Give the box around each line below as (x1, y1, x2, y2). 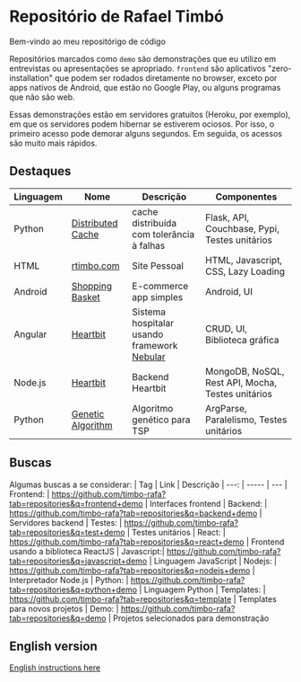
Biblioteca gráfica (205, 333, 279, 346)
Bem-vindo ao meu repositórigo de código (9, 36, 166, 47)
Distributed (71, 217, 118, 229)
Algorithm (71, 419, 114, 431)
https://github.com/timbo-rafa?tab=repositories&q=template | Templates (9, 593, 278, 604)
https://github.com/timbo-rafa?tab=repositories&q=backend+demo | (9, 508, 262, 518)
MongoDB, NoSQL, (205, 365, 285, 377)
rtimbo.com (71, 259, 120, 271)
